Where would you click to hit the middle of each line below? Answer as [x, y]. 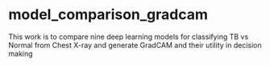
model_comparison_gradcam [108, 15]
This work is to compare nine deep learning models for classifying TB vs [129, 37]
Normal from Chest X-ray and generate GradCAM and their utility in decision [135, 45]
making [21, 53]
